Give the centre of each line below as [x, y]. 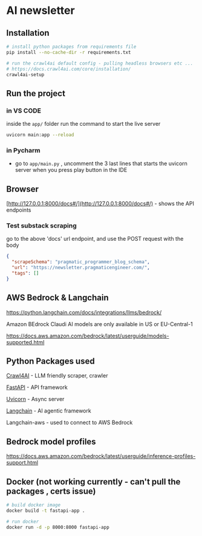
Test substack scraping [41, 226]
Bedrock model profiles [51, 441]
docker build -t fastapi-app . [46, 511]
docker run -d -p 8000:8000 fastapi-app [58, 527]
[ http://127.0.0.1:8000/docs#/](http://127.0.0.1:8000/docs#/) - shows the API [100, 204]
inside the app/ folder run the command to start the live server [83, 124]
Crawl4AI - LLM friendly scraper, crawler [57, 376]
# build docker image [34, 505]
